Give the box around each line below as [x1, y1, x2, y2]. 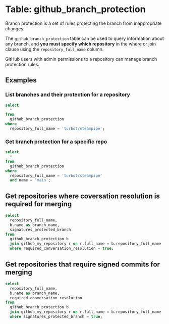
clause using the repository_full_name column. [5, 46, 104, 52]
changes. [5, 25, 25, 31]
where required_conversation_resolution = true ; [10, 246, 114, 251]
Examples [5, 76, 37, 84]
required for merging [5, 200, 72, 208]
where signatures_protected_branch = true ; [10, 314, 102, 319]
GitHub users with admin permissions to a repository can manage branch [5, 56, 157, 62]
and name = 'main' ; [10, 178, 51, 183]
